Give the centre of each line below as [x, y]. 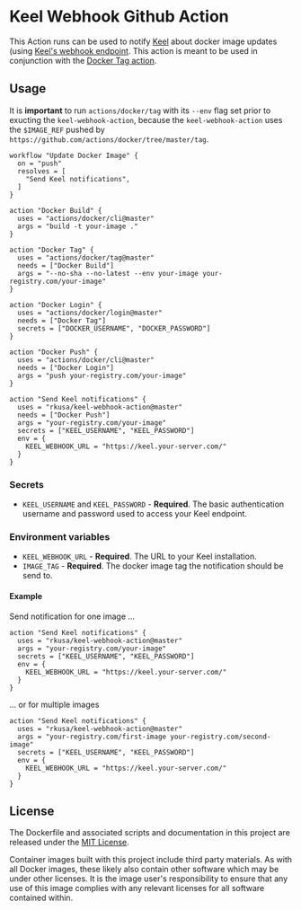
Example [26, 596]
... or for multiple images [54, 704]
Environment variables [60, 536]
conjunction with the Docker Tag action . [83, 60]
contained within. [41, 898]
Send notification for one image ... [72, 616]
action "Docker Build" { [56, 210]
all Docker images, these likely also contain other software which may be [144, 870]
